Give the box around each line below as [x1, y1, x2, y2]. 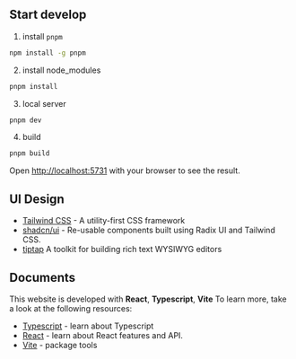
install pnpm [22, 31, 63, 41]
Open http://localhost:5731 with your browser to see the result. [9, 165, 240, 176]
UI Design [9, 191, 65, 206]
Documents [9, 269, 76, 285]
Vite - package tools [22, 339, 98, 350]
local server [22, 98, 66, 109]
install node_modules [22, 65, 101, 75]
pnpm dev [9, 116, 42, 125]
